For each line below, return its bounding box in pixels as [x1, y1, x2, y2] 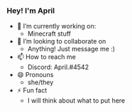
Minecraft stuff [27, 29, 72, 38]
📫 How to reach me [16, 53, 76, 61]
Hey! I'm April [6, 6, 55, 16]
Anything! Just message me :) [27, 45, 115, 54]
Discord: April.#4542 [27, 63, 89, 71]
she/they [27, 78, 54, 87]
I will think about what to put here [27, 96, 126, 105]
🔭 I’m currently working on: [16, 22, 97, 31]
